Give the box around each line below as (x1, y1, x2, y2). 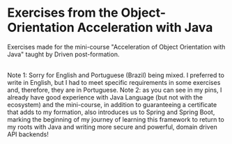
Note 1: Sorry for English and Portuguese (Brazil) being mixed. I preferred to (7, 71, 225, 79)
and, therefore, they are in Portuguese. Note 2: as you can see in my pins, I (7, 86, 222, 94)
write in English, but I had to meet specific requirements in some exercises (7, 78, 221, 86)
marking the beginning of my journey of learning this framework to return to (7, 115, 224, 123)
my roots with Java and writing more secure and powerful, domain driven (7, 122, 217, 131)
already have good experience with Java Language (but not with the (7, 93, 203, 102)
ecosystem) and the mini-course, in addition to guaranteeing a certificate (7, 100, 217, 109)
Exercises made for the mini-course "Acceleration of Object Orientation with (7, 42, 226, 51)
